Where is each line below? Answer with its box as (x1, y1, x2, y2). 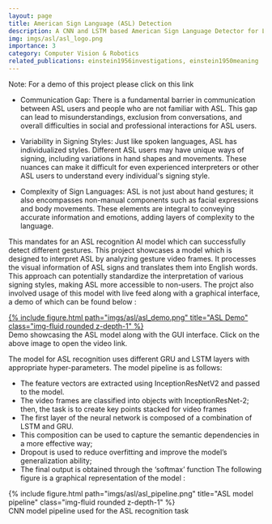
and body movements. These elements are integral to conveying (19, 203, 235, 213)
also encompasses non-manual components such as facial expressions (19, 195, 259, 205)
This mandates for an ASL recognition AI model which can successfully (8, 236, 246, 246)
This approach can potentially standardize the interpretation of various (8, 271, 244, 280)
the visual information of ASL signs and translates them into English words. (8, 262, 258, 272)
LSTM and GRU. (19, 421, 74, 431)
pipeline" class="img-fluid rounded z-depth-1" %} (8, 497, 176, 507)
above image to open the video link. (8, 338, 128, 348)
